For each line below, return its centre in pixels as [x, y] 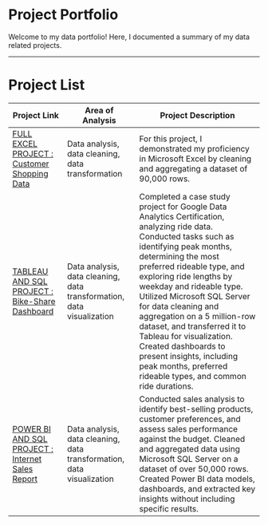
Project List [47, 85]
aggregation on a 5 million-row [197, 316]
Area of [99, 110]
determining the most [179, 256]
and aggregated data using [190, 448]
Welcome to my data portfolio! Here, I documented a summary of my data [129, 37]
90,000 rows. [164, 179]
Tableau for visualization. [186, 336]
